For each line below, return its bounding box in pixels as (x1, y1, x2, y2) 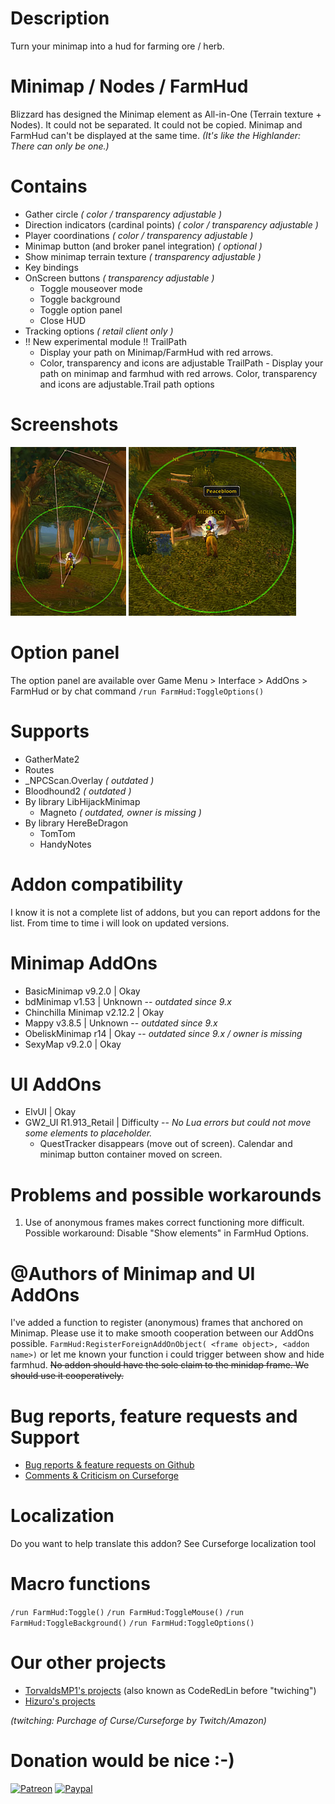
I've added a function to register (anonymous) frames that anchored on (10, 1317, 304, 1329)
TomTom (39, 827, 76, 839)
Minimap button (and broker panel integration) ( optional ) (24, 240, 263, 252)
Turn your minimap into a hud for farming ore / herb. (10, 40, 225, 52)
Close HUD (39, 314, 87, 326)
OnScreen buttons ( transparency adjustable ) (24, 272, 215, 284)
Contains (10, 175, 88, 198)
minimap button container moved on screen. (39, 1148, 223, 1161)
